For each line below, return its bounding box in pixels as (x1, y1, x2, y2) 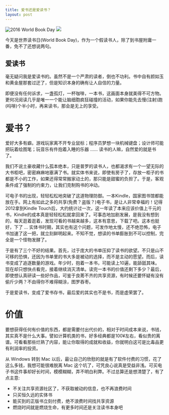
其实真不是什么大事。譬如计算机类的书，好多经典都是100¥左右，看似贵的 (5, 333, 156, 339)
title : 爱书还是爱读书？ (5, 7, 51, 13)
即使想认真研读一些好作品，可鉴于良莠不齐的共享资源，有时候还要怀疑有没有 (5, 272, 164, 279)
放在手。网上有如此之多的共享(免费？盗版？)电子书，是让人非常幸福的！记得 (5, 199, 163, 205)
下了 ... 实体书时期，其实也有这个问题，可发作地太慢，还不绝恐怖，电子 (14, 224, 161, 230)
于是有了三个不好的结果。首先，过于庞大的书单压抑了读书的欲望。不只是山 (5, 247, 159, 254)
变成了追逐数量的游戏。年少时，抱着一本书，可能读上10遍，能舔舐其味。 (9, 260, 160, 266)
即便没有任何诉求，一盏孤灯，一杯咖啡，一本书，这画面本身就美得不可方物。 (5, 90, 164, 96)
